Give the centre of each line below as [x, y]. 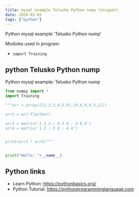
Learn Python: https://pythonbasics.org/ [54, 184]
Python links [25, 171]
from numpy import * [27, 91]
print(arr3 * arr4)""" [29, 142]
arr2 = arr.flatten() [28, 114]
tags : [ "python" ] [24, 19]
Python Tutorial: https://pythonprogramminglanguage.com [73, 189]
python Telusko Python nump [53, 69]
